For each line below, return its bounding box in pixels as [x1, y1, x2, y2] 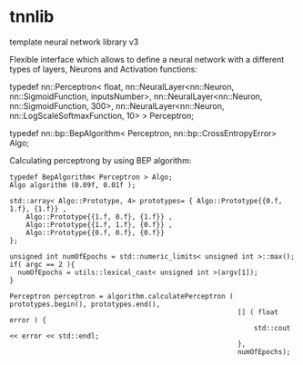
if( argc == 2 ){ [9, 260, 76, 269]
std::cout [253, 323, 291, 332]
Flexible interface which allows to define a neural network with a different [9, 54, 285, 64]
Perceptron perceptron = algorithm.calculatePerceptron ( [9, 291, 234, 301]
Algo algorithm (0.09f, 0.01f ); [9, 180, 136, 190]
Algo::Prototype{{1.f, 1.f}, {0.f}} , [25, 220, 173, 229]
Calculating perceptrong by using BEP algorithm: [9, 154, 192, 165]
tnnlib [9, 6, 55, 27]
